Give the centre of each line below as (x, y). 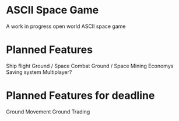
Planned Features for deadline (80, 96)
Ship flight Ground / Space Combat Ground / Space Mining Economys (90, 66)
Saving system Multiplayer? (39, 72)
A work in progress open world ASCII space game (66, 26)
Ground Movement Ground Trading (48, 112)
